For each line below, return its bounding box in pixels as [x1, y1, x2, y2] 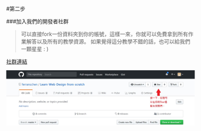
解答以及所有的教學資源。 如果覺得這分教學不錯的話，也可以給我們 [26, 38, 190, 45]
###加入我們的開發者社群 [6, 18, 69, 25]
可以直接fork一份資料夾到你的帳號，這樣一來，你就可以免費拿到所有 [20, 30, 188, 38]
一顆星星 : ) [20, 45, 49, 52]
